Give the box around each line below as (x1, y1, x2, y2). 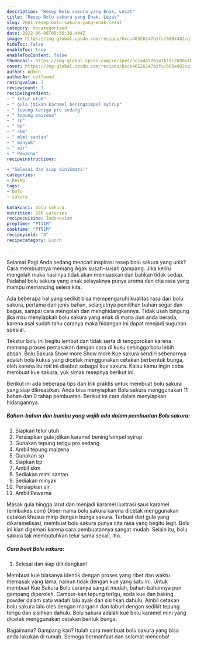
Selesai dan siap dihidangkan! (15, 560, 87, 567)
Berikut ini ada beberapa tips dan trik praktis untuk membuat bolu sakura (6, 380, 182, 387)
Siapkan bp (15, 458, 43, 465)
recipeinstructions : (6, 156, 57, 162)
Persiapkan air (15, 483, 50, 490)
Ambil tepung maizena (15, 446, 70, 453)
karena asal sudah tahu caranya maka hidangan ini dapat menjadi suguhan (6, 319, 186, 327)
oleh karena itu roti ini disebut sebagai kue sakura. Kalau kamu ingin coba (6, 362, 184, 369)
